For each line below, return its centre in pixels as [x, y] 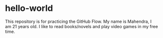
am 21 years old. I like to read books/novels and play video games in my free [81, 26]
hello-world [29, 8]
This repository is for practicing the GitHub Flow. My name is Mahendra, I [78, 21]
